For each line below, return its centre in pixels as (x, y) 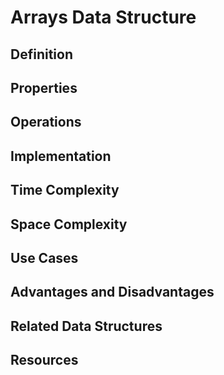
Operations (46, 122)
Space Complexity (69, 224)
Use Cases (44, 257)
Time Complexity (65, 190)
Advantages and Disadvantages (112, 292)
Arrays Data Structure (103, 17)
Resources (44, 360)
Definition (41, 54)
